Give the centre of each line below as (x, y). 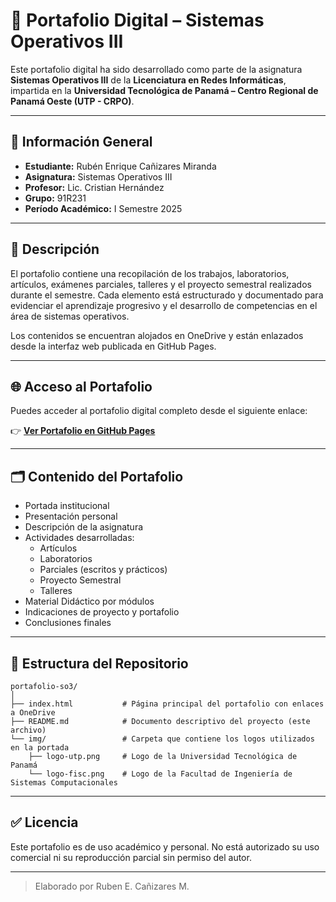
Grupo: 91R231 (55, 198)
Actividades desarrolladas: (79, 538)
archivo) (28, 730)
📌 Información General (81, 142)
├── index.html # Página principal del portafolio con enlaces (167, 704)
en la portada (40, 748)
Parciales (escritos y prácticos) (103, 570)
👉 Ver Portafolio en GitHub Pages (83, 431)
